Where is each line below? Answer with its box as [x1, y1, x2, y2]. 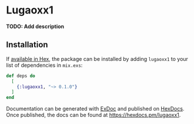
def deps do [6, 73, 35, 79]
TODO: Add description [6, 23, 65, 30]
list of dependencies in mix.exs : [6, 61, 83, 68]
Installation [6, 40, 48, 50]
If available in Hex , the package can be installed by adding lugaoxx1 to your [6, 55, 188, 62]
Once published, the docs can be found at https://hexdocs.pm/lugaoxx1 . [6, 112, 181, 119]
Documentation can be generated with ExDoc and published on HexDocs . [6, 105, 185, 112]
